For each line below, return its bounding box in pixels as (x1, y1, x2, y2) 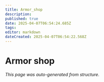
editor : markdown (5, 30, 41, 35)
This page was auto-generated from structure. (5, 71, 100, 77)
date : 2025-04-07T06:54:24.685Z (5, 20, 71, 26)
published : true (5, 16, 38, 21)
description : (5, 12, 32, 17)
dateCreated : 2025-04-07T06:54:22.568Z (5, 35, 87, 40)
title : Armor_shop (5, 7, 43, 12)
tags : (5, 25, 16, 30)
